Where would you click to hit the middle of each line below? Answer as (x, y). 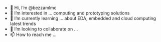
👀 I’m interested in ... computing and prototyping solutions (70, 13)
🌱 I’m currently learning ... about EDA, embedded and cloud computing (83, 18)
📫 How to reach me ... (33, 34)
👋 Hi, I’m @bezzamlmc (33, 8)
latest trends (23, 23)
